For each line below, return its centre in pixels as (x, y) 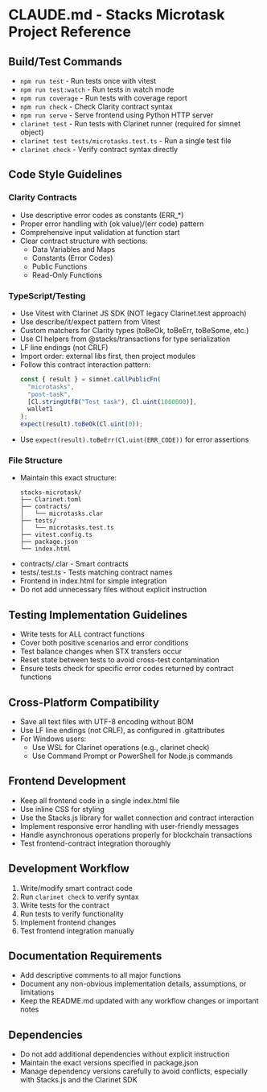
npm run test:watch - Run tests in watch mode (97, 89)
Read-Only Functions (67, 274)
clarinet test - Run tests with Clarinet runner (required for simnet (130, 124)
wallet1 (41, 409)
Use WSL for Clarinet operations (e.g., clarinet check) (121, 748)
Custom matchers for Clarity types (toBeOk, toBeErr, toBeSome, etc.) (134, 330)
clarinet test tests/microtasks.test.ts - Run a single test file (125, 141)
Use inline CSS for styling (62, 809)
